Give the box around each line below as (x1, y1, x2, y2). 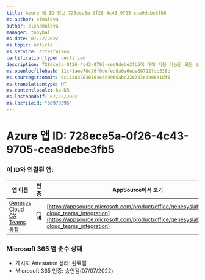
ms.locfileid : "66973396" (6, 100, 72, 106)
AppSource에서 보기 (112, 186, 164, 193)
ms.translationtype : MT (6, 81, 67, 87)
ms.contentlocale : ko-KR (6, 87, 70, 94)
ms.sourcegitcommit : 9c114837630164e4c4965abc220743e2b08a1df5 (6, 74, 171, 81)
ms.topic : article (6, 42, 53, 48)
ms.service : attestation (6, 49, 70, 55)
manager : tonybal (6, 29, 51, 35)
